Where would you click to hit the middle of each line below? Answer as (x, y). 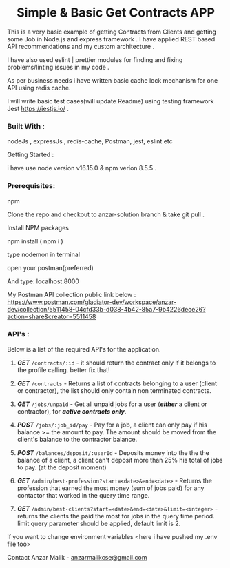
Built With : (26, 126)
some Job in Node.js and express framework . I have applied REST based (111, 39)
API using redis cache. (39, 88)
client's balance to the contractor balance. (77, 439)
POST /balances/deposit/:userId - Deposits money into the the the (113, 452)
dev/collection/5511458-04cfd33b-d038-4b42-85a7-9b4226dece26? (106, 309)
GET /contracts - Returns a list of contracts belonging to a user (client (117, 383)
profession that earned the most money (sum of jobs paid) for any (111, 488)
